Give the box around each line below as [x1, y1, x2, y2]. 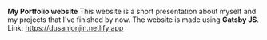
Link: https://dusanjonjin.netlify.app [7, 24, 124, 32]
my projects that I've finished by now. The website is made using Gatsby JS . [7, 15, 259, 24]
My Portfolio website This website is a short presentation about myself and [7, 7, 257, 16]
